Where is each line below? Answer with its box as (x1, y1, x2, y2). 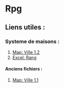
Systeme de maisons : (5, 38, 60, 45)
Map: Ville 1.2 (12, 49, 40, 55)
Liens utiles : (5, 23, 46, 31)
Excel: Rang (12, 54, 37, 60)
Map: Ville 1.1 (12, 77, 39, 83)
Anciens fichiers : (5, 66, 43, 72)
